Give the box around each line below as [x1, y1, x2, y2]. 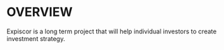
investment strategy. [6, 34, 66, 42]
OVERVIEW [6, 4, 73, 20]
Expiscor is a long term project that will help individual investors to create [6, 27, 217, 35]
